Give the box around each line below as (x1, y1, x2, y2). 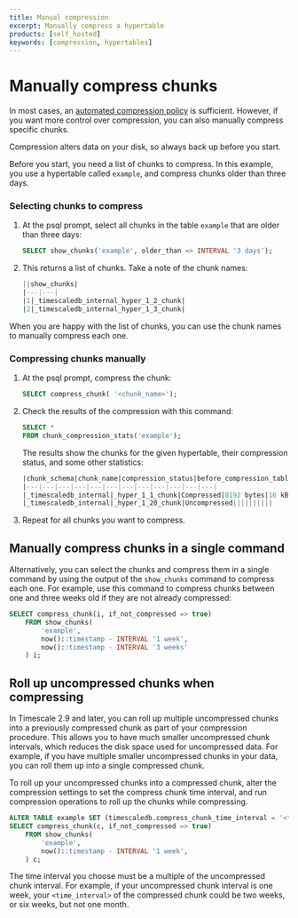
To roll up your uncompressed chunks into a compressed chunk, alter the (9, 778, 277, 788)
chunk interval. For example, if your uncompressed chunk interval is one (9, 881, 273, 891)
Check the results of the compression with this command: (21, 406, 233, 417)
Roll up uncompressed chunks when (9, 675, 215, 690)
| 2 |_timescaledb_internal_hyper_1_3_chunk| (21, 304, 186, 314)
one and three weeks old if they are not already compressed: (9, 593, 232, 603)
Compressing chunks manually (9, 352, 146, 364)
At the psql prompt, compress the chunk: (21, 372, 172, 383)
